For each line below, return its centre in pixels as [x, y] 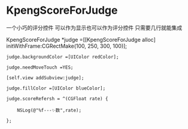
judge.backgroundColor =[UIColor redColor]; [63, 57]
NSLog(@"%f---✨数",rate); [49, 110]
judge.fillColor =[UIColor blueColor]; [56, 88]
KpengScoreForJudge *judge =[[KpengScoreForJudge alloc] [81, 39]
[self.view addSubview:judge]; [45, 78]
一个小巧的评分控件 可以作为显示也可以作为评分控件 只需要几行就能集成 [94, 27]
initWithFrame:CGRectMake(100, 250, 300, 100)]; [67, 46]
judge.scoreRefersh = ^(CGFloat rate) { [57, 99]
